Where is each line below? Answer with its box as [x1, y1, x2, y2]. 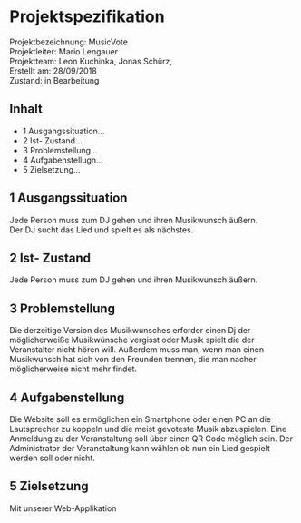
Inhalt [9, 102, 43, 117]
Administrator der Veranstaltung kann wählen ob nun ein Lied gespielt [9, 443, 270, 453]
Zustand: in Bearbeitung [9, 74, 100, 85]
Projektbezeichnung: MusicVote [9, 36, 129, 47]
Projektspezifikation [9, 6, 165, 27]
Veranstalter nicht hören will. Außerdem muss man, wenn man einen [9, 344, 265, 355]
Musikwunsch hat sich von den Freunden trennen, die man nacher [9, 354, 257, 365]
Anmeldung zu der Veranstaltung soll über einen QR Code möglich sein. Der [9, 433, 293, 444]
